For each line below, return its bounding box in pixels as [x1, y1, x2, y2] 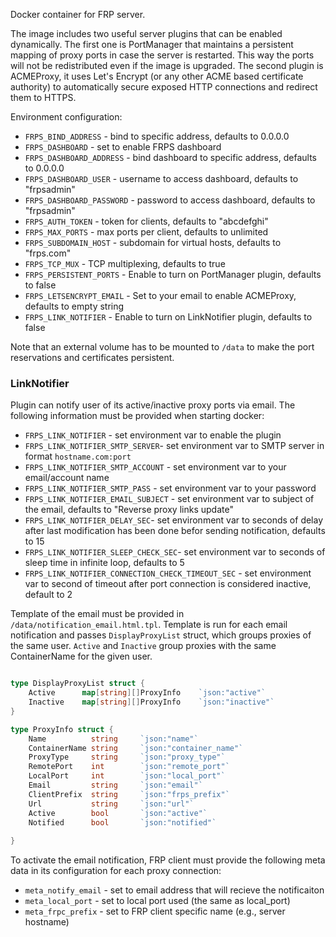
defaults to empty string [24, 300, 125, 312]
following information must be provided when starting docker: [10, 410, 265, 422]
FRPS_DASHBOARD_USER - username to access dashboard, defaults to [24, 173, 299, 184]
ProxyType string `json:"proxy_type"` [28, 752, 226, 763]
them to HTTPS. [10, 92, 77, 103]
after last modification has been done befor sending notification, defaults [24, 525, 326, 537]
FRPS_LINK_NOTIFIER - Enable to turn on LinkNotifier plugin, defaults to [24, 311, 313, 323]
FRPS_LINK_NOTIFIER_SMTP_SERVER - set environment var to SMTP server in [24, 440, 325, 452]
